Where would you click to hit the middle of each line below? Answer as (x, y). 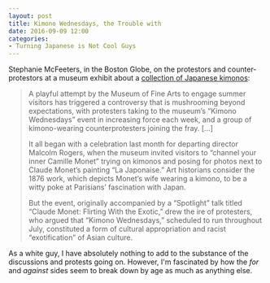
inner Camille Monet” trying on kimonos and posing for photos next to (145, 161)
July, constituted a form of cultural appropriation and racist (127, 229)
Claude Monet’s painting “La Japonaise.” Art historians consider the (142, 170)
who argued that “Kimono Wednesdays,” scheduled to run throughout (145, 220)
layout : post (30, 16)
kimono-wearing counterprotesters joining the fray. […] (121, 128)
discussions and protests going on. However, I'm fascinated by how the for (134, 262)
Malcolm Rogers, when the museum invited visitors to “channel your (142, 153)
